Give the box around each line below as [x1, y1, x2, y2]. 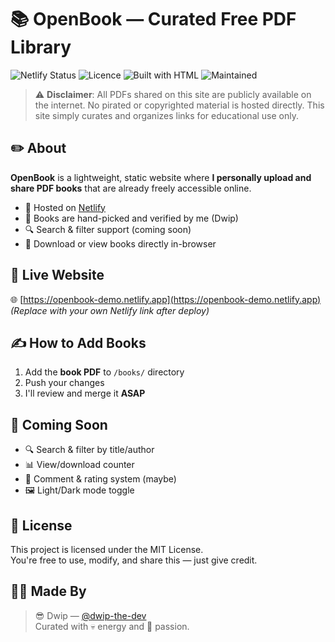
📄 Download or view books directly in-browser [24, 237, 217, 250]
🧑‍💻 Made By [10, 583, 87, 600]
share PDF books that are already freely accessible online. [10, 182, 252, 194]
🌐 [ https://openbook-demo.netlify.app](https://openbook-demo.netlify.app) [10, 293, 322, 305]
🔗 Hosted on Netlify [24, 201, 106, 213]
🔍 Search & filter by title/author [24, 444, 155, 456]
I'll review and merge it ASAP [24, 387, 146, 400]
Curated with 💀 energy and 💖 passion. [34, 620, 190, 632]
